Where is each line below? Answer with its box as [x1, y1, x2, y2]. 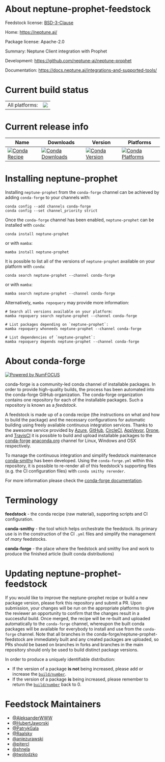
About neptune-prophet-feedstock [5, 3, 151, 15]
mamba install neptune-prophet [5, 249, 69, 255]
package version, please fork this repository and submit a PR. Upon [5, 600, 142, 605]
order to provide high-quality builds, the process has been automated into [5, 386, 155, 392]
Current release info [5, 121, 89, 132]
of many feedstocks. [5, 536, 47, 542]
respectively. [5, 443, 31, 448]
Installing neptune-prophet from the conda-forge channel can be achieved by [5, 189, 160, 195]
